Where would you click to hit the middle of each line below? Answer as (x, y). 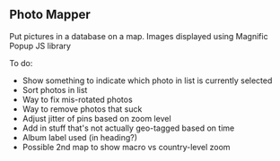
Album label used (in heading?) (79, 137)
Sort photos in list (55, 89)
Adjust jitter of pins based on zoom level (97, 118)
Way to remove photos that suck (82, 109)
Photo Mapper (50, 15)
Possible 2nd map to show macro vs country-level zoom (126, 147)
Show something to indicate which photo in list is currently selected (147, 80)
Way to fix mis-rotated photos (77, 99)
